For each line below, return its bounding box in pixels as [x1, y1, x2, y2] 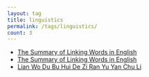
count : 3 [7, 29, 33, 36]
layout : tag [7, 10, 42, 17]
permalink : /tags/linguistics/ [7, 23, 98, 30]
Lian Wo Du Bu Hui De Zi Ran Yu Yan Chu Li [17, 63, 142, 71]
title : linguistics [7, 16, 64, 23]
